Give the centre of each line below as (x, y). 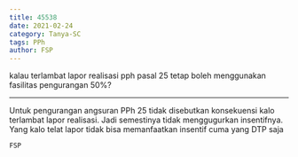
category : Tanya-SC (45, 34)
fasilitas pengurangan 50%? (61, 85)
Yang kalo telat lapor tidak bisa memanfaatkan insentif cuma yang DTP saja (146, 130)
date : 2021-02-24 (41, 26)
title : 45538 (33, 17)
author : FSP (31, 51)
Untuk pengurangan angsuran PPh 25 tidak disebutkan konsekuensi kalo (142, 111)
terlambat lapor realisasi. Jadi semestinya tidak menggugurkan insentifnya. (146, 120)
